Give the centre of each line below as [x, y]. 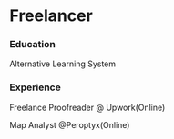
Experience [35, 87]
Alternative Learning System [63, 64]
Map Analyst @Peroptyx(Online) [70, 124]
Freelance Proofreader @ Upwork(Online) [87, 107]
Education [33, 45]
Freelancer [51, 16]
